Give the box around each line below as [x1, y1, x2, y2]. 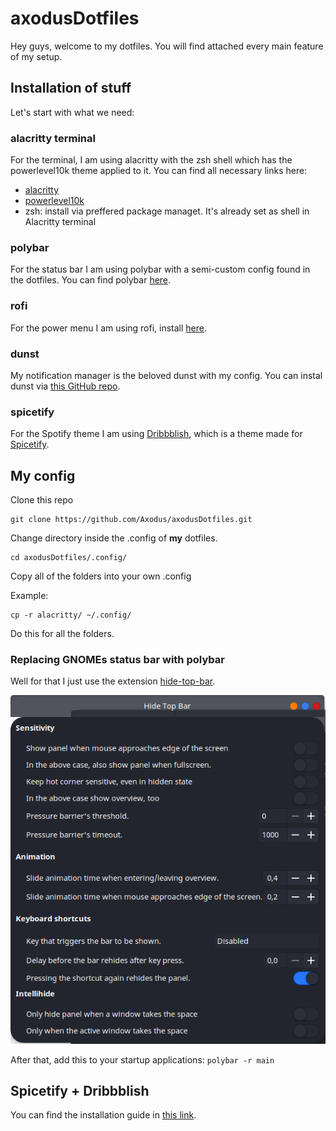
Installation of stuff [10, 80, 132, 97]
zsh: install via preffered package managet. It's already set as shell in [24, 205, 310, 217]
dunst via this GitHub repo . [10, 380, 121, 392]
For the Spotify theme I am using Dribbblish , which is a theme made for [10, 428, 303, 440]
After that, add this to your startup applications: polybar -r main [10, 1053, 275, 1066]
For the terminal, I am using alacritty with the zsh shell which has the [10, 154, 293, 166]
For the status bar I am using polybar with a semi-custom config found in [10, 263, 311, 276]
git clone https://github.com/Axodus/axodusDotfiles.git [10, 515, 253, 525]
